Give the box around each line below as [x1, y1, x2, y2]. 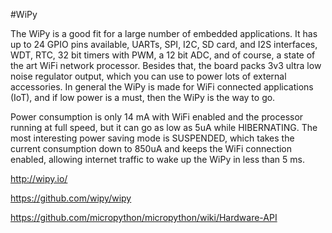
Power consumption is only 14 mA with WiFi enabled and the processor [10, 111, 304, 123]
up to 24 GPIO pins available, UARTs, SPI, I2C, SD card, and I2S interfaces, [10, 39, 318, 50]
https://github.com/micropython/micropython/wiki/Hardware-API [10, 212, 278, 223]
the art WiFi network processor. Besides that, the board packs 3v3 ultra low [10, 60, 322, 71]
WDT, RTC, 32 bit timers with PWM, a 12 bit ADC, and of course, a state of [10, 49, 316, 61]
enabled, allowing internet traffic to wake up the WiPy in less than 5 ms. [10, 154, 305, 165]
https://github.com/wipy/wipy [10, 192, 132, 204]
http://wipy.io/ [10, 173, 68, 184]
